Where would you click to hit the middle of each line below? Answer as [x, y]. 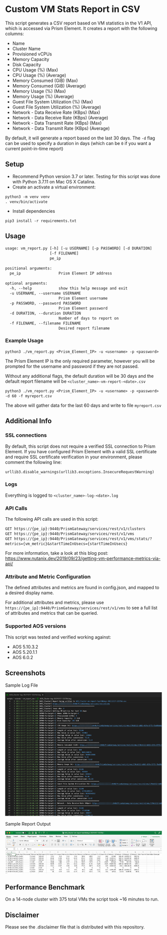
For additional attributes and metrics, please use [55, 603]
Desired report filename [84, 328]
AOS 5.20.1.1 [25, 652]
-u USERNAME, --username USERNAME [45, 293]
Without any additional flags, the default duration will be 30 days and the [80, 376]
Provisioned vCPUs [32, 54]
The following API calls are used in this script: [52, 519]
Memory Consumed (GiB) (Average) [49, 85]
